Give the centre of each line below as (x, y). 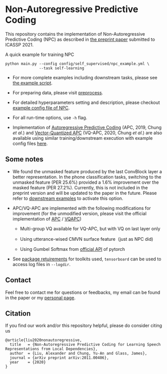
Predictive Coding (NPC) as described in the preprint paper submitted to (80, 39)
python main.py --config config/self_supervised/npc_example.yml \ (77, 64)
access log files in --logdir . (41, 264)
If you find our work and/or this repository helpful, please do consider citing (84, 326)
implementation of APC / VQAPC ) (47, 219)
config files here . (30, 143)
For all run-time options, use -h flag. (50, 118)
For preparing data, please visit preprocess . (58, 92)
